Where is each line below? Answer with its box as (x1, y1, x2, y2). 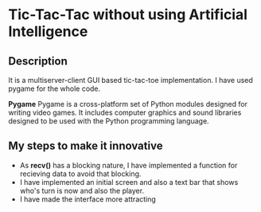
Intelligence (8, 22, 88, 41)
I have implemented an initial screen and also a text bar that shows (19, 177, 239, 186)
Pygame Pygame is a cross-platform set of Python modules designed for (8, 100, 248, 108)
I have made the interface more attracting (19, 194, 157, 204)
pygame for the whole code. (8, 84, 101, 93)
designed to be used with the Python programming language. (8, 116, 209, 125)
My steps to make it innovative (8, 139, 163, 153)
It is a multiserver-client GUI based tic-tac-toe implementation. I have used (8, 76, 253, 84)
